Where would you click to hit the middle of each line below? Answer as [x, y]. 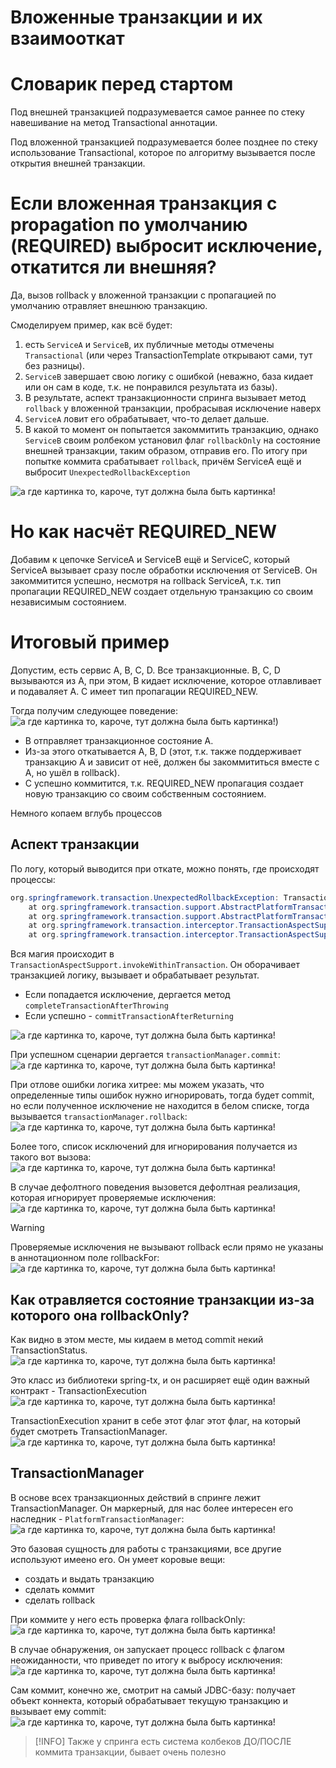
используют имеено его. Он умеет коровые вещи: [118, 1559]
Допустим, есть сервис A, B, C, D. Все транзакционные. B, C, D [145, 670]
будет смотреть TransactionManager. [89, 1431]
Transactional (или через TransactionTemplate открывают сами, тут [168, 355]
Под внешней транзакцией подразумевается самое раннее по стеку [157, 112]
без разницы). [54, 366]
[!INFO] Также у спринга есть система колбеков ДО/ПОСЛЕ [163, 1741]
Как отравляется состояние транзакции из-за [162, 1299]
